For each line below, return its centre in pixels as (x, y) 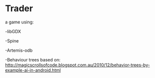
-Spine (12, 41)
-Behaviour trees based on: (33, 59)
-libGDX (13, 31)
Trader (19, 9)
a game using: (19, 22)
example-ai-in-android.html (33, 70)
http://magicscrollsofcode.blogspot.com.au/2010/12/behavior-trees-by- (77, 65)
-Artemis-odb (19, 50)
